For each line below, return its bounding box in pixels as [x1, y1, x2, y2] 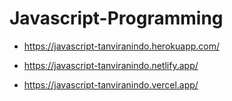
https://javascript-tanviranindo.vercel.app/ [23, 78, 199, 91]
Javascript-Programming [9, 7, 224, 30]
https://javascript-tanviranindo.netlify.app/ [23, 59, 199, 71]
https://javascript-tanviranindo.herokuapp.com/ [23, 40, 221, 52]
